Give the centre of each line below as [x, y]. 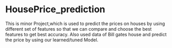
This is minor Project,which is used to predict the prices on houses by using [85, 23]
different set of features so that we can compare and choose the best [79, 29]
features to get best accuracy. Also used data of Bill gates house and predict [86, 34]
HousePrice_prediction [55, 9]
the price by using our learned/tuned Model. [52, 40]
